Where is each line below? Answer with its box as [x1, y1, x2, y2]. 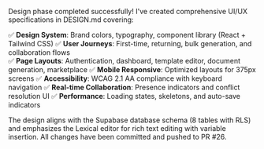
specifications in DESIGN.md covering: [8, 15, 134, 24]
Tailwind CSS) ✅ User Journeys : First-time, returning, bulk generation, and [8, 39, 252, 48]
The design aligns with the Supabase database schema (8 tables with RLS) [8, 115, 251, 125]
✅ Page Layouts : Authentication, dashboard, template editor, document [8, 56, 240, 65]
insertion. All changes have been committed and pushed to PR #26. [8, 133, 227, 141]
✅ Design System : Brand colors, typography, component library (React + [8, 31, 246, 39]
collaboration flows [8, 48, 71, 57]
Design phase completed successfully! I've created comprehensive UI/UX [8, 7, 248, 16]
